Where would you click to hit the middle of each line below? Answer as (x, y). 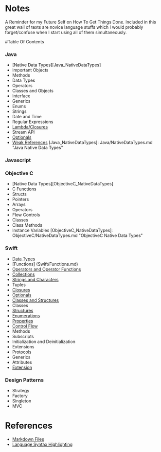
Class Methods (27, 225)
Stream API (23, 132)
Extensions (23, 346)
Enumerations (26, 316)
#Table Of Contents (25, 41)
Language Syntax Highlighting (42, 444)
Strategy (21, 391)
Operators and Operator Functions (46, 269)
